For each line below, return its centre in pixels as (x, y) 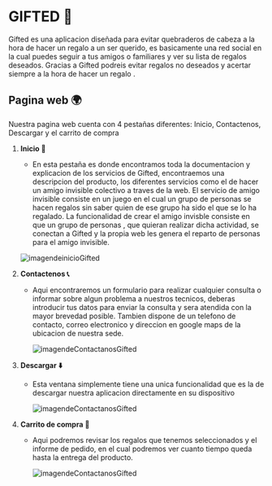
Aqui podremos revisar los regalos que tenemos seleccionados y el (145, 440)
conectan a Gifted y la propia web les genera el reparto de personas (146, 233)
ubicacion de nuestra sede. (78, 333)
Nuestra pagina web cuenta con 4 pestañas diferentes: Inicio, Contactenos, (135, 124)
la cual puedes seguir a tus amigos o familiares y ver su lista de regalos (128, 56)
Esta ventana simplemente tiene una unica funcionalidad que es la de (148, 384)
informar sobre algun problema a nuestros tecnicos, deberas (134, 298)
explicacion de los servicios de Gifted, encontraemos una (128, 173)
